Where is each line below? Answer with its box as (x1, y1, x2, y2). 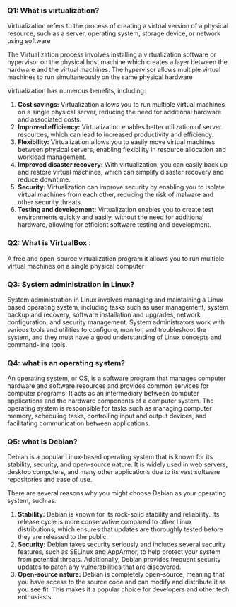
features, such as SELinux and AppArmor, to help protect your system (17, 548, 221, 556)
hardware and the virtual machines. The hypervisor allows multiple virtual (7, 66, 221, 74)
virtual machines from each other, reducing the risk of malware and (17, 190, 214, 199)
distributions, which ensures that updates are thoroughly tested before (17, 525, 224, 534)
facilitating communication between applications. (7, 419, 151, 428)
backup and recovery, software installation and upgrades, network (7, 310, 201, 319)
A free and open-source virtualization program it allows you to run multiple (7, 254, 225, 263)
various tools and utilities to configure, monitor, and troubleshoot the (7, 325, 207, 334)
